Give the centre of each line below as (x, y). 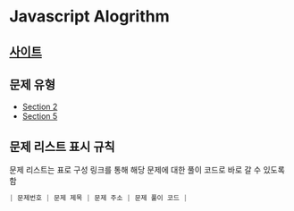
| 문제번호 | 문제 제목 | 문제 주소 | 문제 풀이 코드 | (98, 198)
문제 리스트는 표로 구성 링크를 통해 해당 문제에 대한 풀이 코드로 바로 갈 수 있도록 (147, 170)
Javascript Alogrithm (89, 17)
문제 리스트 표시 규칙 (62, 146)
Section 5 (40, 116)
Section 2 (40, 107)
